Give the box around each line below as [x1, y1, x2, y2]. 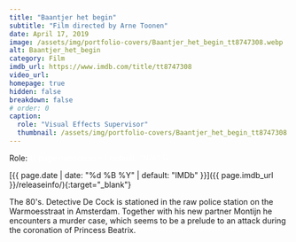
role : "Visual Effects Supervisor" [17, 121, 149, 129]
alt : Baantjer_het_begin [9, 46, 101, 55]
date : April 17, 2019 [9, 29, 90, 38]
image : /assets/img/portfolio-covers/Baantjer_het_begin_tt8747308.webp [9, 37, 284, 47]
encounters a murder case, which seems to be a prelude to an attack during [9, 215, 286, 226]
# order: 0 [9, 104, 50, 113]
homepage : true [9, 79, 66, 88]
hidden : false [9, 87, 62, 96]
